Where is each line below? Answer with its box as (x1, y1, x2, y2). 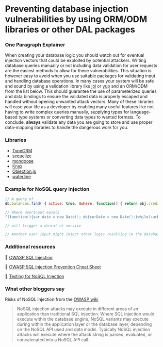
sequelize (12, 153, 32, 159)
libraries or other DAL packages (5, 24, 135, 35)
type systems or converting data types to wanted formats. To (18, 114, 141, 120)
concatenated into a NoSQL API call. (16, 336, 90, 343)
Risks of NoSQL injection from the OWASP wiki (5, 296, 98, 302)
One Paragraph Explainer (5, 41, 65, 48)
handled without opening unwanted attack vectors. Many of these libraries (5, 99, 154, 105)
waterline (12, 173, 31, 179)
